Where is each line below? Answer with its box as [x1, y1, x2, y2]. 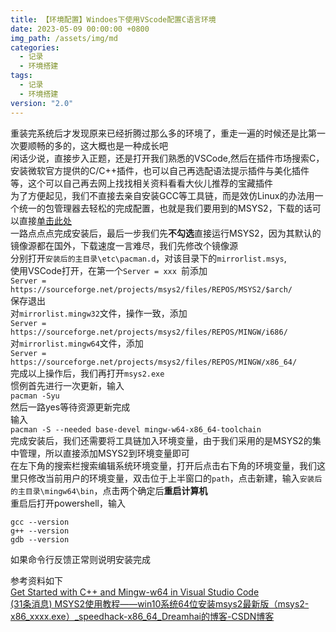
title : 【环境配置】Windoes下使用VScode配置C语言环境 [10, 14, 217, 25]
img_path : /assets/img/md [10, 33, 118, 43]
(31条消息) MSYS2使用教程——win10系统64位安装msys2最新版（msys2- [10, 597, 310, 610]
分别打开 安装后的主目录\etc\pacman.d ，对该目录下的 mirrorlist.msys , [10, 252, 287, 264]
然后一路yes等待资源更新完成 [10, 401, 131, 413]
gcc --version [10, 517, 70, 527]
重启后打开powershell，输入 [10, 497, 126, 509]
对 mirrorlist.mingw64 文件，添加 [10, 337, 144, 349]
